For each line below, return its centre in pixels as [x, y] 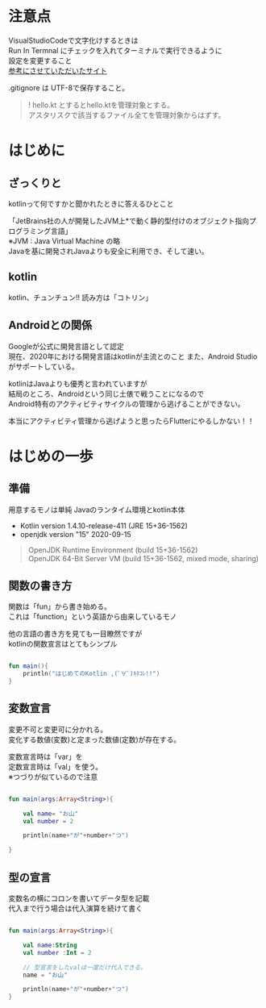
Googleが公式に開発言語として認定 [66, 346]
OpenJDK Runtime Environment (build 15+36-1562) [113, 550]
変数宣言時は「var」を [46, 756]
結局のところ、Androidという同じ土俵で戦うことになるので [106, 394]
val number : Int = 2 [57, 952]
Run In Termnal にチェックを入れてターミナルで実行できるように [116, 50]
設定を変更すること [40, 60]
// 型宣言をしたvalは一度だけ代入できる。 [85, 967]
